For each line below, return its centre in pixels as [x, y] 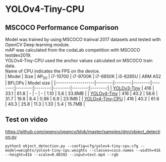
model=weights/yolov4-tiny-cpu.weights [46, 150]
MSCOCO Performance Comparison [62, 28]
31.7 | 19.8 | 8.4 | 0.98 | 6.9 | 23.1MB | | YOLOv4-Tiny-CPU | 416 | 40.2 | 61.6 [82, 98]
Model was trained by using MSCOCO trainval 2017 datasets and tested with [83, 39]
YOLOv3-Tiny [127, 88]
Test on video [27, 120]
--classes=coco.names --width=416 [125, 150]
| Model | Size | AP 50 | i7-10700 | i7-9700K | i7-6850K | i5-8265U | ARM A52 [83, 77]
